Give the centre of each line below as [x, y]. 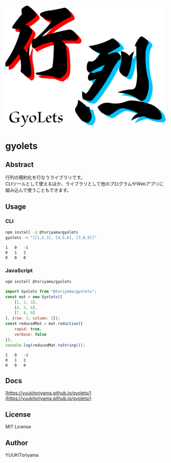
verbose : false [31, 334]
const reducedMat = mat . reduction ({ [44, 324]
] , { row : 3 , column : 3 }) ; [33, 318]
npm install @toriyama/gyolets [38, 282]
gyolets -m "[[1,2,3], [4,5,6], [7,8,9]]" [51, 237]
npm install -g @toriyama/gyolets [42, 232]
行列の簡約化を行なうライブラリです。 [45, 178]
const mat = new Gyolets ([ [34, 297]
